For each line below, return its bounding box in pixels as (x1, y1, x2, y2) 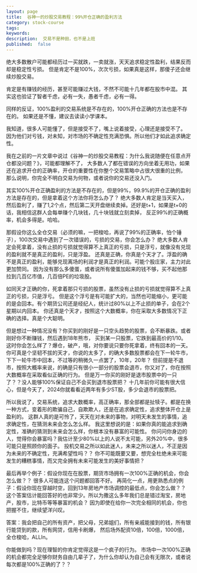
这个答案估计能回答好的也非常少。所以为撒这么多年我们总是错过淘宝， (6, 491, 176, 498)
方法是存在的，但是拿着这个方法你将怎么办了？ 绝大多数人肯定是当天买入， (6, 194, 188, 201)
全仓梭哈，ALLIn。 (6, 533, 51, 541)
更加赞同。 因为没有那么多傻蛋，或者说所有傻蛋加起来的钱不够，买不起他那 (6, 265, 188, 272)
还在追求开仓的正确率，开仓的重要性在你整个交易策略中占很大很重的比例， (6, 167, 186, 174)
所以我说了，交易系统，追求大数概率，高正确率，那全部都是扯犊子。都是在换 (6, 398, 191, 406)
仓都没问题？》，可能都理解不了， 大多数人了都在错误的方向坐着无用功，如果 (6, 159, 190, 166)
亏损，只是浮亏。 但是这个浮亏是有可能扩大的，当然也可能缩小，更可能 (16, 292, 188, 300)
